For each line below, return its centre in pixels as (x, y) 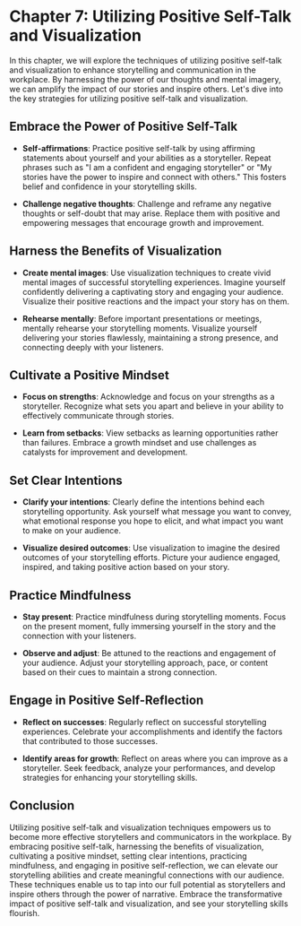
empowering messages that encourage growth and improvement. (143, 222)
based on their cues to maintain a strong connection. (120, 672)
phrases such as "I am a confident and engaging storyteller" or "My (147, 167)
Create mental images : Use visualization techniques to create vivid (146, 273)
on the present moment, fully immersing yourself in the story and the (149, 626)
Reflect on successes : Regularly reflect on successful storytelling (144, 722)
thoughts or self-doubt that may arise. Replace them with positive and (151, 213)
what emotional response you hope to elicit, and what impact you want (153, 521)
